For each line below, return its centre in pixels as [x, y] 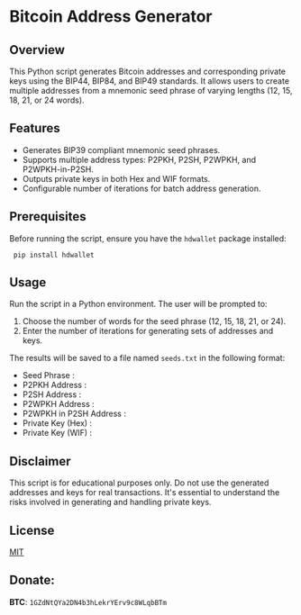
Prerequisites [48, 217]
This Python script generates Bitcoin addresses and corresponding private [148, 71]
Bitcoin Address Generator [111, 17]
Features [35, 128]
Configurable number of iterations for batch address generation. [141, 188]
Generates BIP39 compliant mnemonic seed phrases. [121, 149]
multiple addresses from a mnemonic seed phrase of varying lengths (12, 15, [151, 90]
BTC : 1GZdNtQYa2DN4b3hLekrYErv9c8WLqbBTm [88, 601]
